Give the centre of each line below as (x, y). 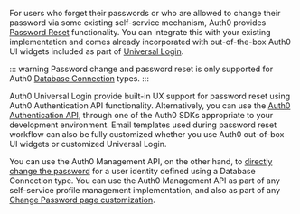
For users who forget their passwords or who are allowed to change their (145, 13)
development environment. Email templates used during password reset (143, 125)
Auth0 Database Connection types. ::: (79, 79)
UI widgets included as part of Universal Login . (97, 51)
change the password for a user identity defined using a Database (132, 171)
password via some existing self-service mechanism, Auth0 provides (138, 23)
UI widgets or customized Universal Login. (88, 144)
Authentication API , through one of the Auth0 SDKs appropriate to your (141, 115)
